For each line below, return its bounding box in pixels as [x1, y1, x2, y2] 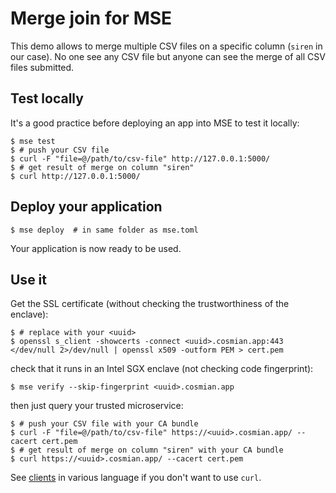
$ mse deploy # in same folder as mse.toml [10, 225, 199, 235]
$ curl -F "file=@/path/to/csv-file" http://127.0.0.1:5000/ [10, 153, 271, 164]
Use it [10, 271, 47, 288]
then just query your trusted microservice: [10, 400, 184, 412]
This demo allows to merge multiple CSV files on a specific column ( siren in [10, 40, 323, 52]
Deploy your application [10, 198, 163, 216]
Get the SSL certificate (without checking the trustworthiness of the [10, 298, 290, 310]
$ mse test [10, 136, 56, 146]
